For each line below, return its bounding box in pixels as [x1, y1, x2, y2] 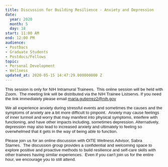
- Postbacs [5, 45, 28, 50]
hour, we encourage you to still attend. [5, 156, 76, 162]
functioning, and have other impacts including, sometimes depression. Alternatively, [5, 119, 159, 125]
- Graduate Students [5, 49, 49, 54]
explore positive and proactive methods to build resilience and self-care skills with [5, 147, 156, 152]
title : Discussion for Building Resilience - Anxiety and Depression [5, 7, 154, 13]
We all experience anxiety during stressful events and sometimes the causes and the [5, 105, 162, 111]
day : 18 [10, 26, 26, 31]
